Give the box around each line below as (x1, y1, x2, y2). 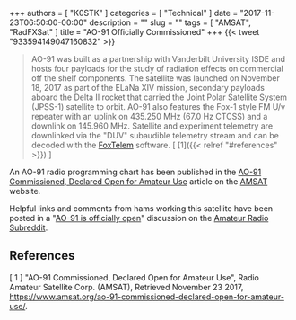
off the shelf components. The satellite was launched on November (30, 73, 281, 84)
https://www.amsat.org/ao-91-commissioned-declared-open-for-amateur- (9, 291, 285, 302)
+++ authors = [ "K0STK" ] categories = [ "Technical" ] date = (9, 8, 239, 18)
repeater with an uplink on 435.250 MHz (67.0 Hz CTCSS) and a (30, 111, 268, 121)
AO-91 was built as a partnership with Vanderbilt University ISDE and (30, 54, 285, 64)
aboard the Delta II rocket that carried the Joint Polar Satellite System (30, 92, 288, 102)
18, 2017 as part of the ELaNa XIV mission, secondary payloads (30, 83, 265, 93)
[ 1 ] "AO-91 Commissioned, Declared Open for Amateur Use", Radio (9, 271, 260, 282)
